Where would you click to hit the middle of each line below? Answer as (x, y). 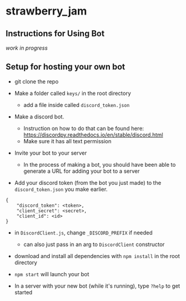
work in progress (27, 48)
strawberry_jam (46, 11)
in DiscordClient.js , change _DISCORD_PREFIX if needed (83, 232)
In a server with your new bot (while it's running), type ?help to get (97, 286)
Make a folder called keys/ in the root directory (72, 93)
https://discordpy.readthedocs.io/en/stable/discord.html (93, 135)
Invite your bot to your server (50, 153)
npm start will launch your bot (52, 274)
